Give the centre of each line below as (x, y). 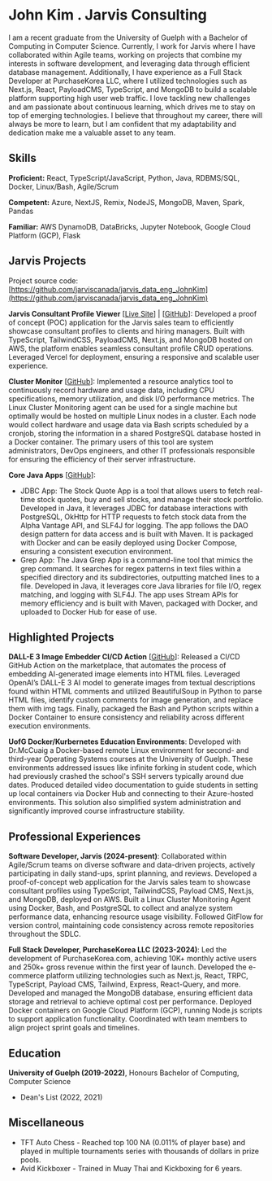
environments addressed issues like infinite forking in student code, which (133, 768)
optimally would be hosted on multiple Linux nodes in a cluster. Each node (132, 416)
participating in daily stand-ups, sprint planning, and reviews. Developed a (133, 873)
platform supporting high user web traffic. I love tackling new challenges (130, 98)
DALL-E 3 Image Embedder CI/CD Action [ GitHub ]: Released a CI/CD (125, 657)
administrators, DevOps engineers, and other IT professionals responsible (132, 450)
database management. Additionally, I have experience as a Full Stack (125, 72)
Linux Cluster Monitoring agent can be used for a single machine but (123, 407)
